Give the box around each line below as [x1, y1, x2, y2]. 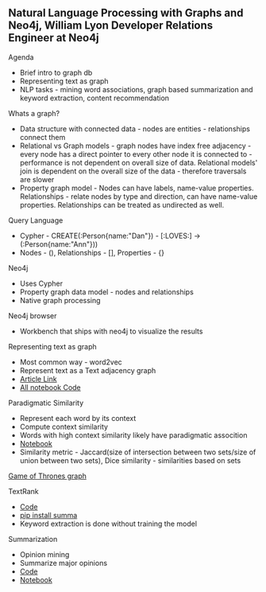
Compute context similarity [19, 422, 109, 431]
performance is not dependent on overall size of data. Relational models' [19, 158, 258, 167]
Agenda [8, 52, 34, 62]
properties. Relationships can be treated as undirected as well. [19, 200, 225, 209]
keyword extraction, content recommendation [19, 93, 169, 103]
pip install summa [19, 510, 78, 520]
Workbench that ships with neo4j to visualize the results [19, 326, 203, 336]
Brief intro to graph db [19, 68, 93, 77]
